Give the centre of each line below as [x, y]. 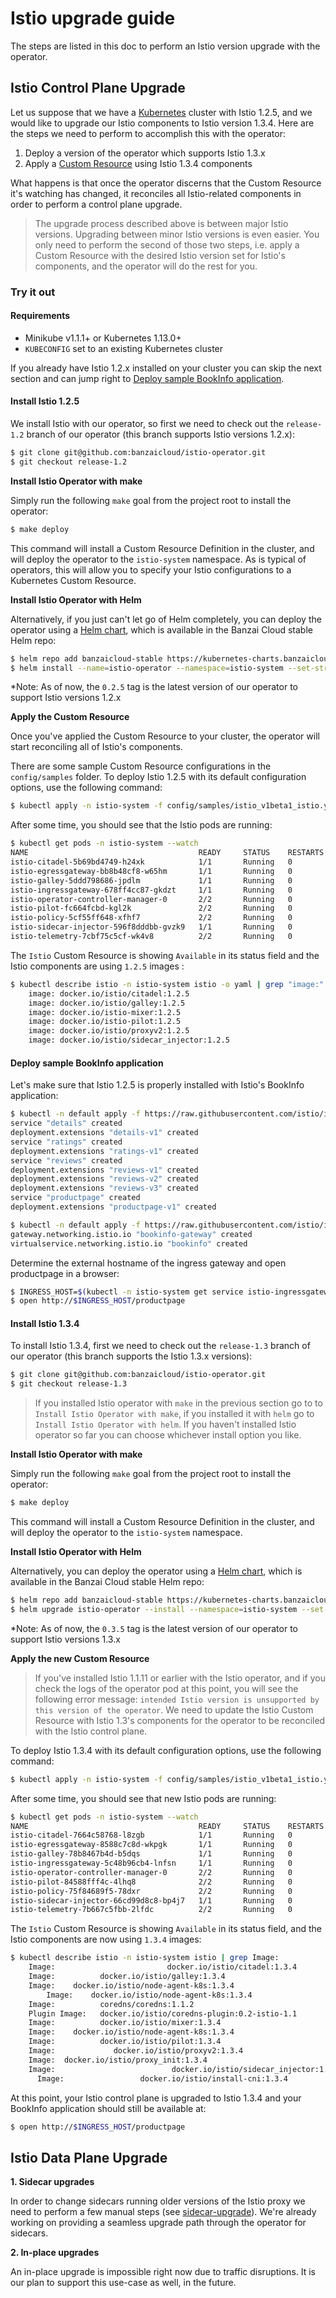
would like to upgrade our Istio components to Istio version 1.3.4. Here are [162, 123]
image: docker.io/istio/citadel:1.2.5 [109, 993]
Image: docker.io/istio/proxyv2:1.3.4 [136, 2051]
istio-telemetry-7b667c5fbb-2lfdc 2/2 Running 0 [151, 1910]
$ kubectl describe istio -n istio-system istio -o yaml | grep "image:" [167, 984]
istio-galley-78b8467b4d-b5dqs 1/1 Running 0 [151, 1854]
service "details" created [66, 1123]
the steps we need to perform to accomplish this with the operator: [148, 133]
